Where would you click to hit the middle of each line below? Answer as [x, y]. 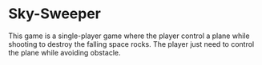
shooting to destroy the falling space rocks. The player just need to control [131, 44]
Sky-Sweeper [55, 14]
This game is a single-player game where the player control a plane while [129, 36]
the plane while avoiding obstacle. [65, 52]
